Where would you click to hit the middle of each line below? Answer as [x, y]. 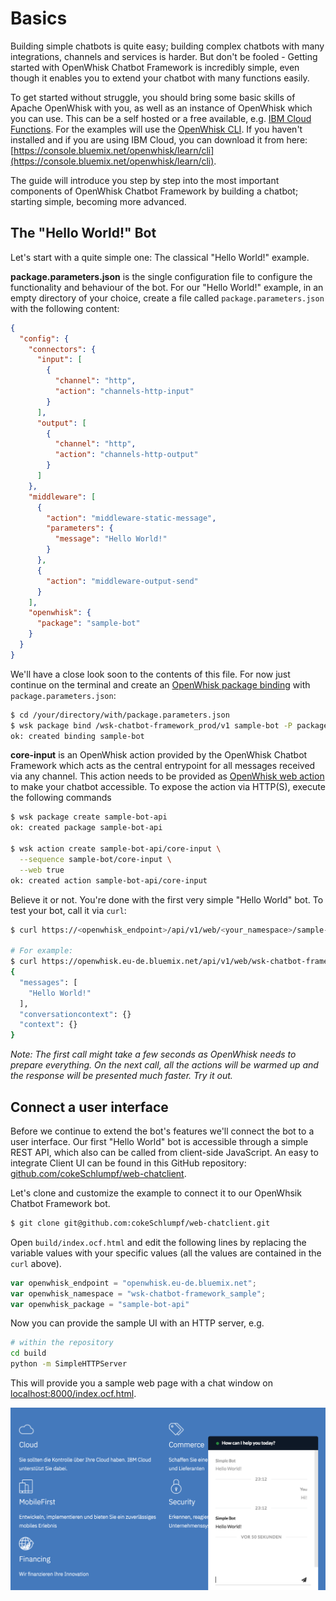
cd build [28, 1353]
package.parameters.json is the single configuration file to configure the [161, 276]
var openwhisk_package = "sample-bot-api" [100, 1304]
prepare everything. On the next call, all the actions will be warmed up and [164, 1065]
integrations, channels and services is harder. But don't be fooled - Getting [164, 56]
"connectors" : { [62, 349]
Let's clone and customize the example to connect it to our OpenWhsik [156, 1193]
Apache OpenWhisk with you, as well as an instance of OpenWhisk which [161, 108]
